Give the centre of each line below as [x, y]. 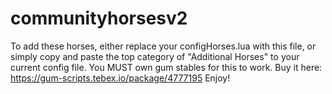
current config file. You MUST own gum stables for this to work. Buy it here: [166, 67]
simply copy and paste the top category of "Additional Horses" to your [155, 56]
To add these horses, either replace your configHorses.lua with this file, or [163, 46]
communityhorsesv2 [99, 18]
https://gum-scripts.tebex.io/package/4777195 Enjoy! [120, 78]
